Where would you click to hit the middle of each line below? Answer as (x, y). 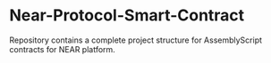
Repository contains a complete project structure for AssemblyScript (135, 40)
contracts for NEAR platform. (63, 49)
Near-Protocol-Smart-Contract (127, 16)
